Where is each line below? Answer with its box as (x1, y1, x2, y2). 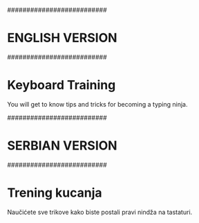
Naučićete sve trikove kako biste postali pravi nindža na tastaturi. (7, 208, 193, 216)
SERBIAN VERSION (7, 138, 117, 154)
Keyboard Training (7, 78, 116, 93)
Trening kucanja (7, 185, 102, 200)
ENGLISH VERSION (7, 30, 117, 46)
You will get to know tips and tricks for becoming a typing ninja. (7, 100, 188, 108)
